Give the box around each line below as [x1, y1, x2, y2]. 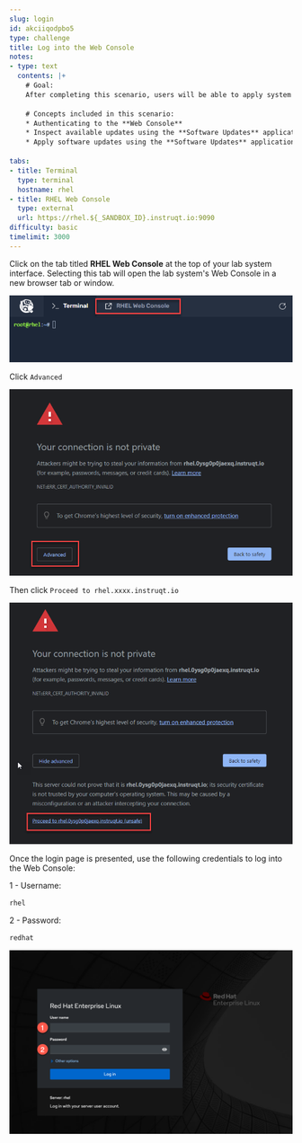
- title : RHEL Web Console [9, 194, 111, 204]
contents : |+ [17, 72, 67, 81]
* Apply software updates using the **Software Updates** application [25, 137, 296, 147]
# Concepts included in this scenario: [25, 109, 175, 119]
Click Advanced [9, 371, 63, 382]
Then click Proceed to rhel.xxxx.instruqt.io [9, 585, 180, 596]
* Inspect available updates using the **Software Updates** [25, 128, 259, 137]
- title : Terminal [9, 166, 78, 175]
